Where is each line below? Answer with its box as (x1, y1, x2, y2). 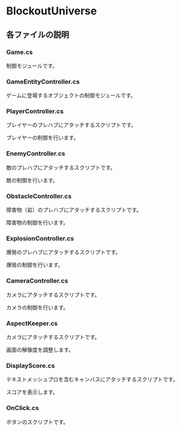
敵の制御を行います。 (6, 177, 59, 184)
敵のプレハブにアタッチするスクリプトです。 (6, 163, 116, 171)
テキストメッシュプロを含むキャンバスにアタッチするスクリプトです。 (6, 376, 179, 383)
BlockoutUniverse (6, 4, 97, 18)
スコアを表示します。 (6, 388, 59, 396)
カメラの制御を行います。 (6, 303, 69, 311)
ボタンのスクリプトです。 (6, 418, 69, 426)
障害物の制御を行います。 (6, 219, 69, 226)
